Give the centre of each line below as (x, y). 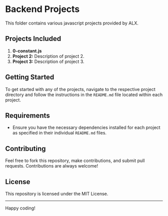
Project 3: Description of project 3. (48, 61)
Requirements (27, 115)
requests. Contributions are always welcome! (52, 166)
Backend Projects (42, 9)
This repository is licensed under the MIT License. (57, 194)
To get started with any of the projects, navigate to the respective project (80, 89)
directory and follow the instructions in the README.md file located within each (84, 94)
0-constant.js (27, 50)
